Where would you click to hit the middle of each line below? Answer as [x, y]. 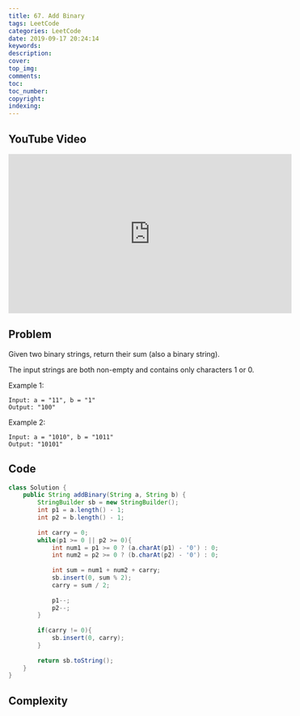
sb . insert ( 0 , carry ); [88, 638]
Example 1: [26, 385]
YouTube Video [48, 139]
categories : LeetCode [45, 31]
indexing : [25, 106]
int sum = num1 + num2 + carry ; [106, 570]
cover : [19, 61]
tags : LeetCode [34, 23]
